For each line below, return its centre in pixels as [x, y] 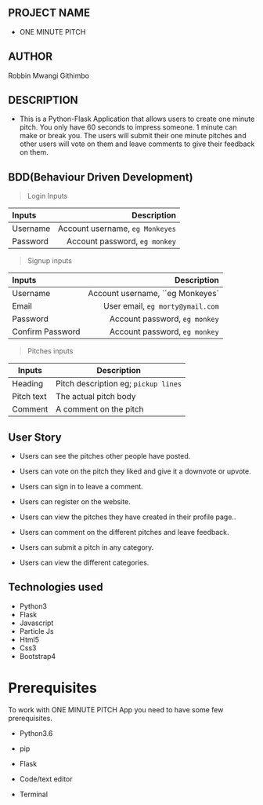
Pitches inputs [50, 351]
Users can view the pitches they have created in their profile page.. [128, 517]
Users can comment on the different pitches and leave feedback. [124, 532]
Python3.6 [36, 733]
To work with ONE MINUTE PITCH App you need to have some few [116, 709]
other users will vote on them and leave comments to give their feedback [137, 144]
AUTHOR [31, 57]
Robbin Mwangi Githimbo [49, 75]
